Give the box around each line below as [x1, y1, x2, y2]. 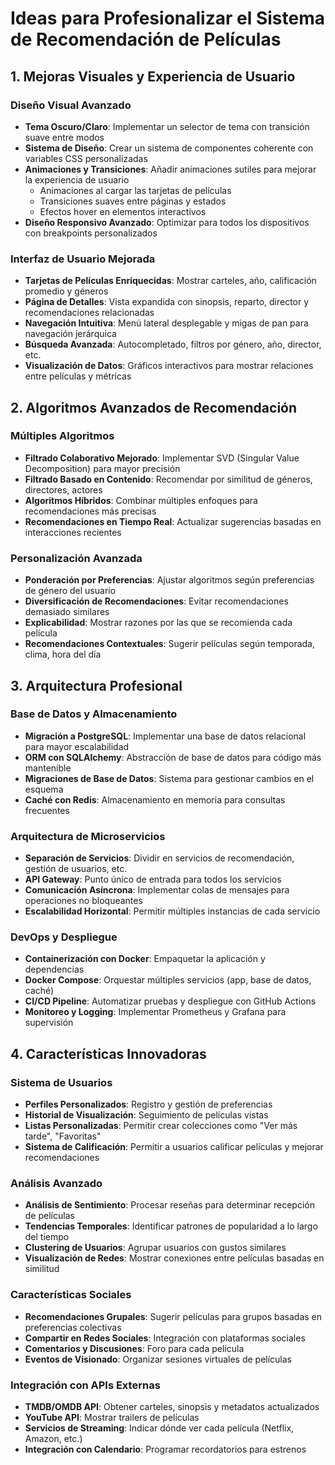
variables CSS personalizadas [24, 152, 148, 164]
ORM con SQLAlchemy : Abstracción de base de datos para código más [24, 751, 322, 763]
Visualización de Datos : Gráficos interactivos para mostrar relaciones [24, 360, 314, 372]
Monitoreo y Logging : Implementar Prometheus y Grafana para [24, 1006, 287, 1018]
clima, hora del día [24, 648, 102, 661]
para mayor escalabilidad [24, 740, 130, 752]
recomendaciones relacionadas [24, 307, 155, 319]
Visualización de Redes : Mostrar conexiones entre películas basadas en [24, 1252, 325, 1264]
